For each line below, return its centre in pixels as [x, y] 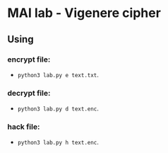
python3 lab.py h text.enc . [58, 142]
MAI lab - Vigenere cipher [84, 13]
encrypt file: [29, 59]
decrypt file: [29, 93]
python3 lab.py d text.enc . [58, 108]
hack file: [24, 127]
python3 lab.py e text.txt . [58, 74]
